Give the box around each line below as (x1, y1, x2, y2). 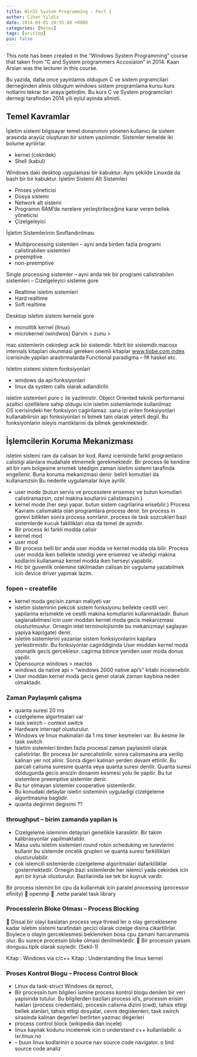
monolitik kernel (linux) (14, 324, 71, 331)
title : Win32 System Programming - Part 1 (6, 8, 112, 15)
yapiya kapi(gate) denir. (14, 629, 72, 636)
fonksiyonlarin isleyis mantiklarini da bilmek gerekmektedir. (6, 419, 149, 426)
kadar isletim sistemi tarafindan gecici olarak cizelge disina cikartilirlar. (6, 924, 177, 931)
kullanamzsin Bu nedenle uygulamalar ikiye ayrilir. (6, 477, 126, 484)
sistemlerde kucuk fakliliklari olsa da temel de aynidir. (14, 519, 144, 526)
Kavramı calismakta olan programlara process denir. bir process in (14, 507, 175, 514)
